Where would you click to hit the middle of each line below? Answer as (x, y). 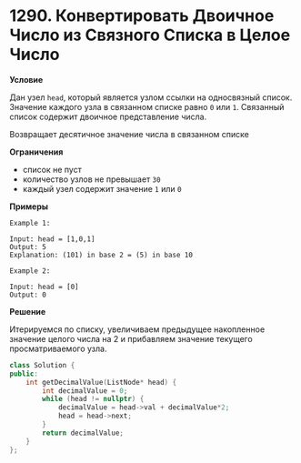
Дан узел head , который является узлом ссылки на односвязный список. (151, 97)
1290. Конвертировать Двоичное (142, 16)
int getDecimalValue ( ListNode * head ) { (101, 382)
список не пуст (52, 169)
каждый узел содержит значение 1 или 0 (102, 188)
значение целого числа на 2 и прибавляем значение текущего (131, 338)
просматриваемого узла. (58, 348)
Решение (28, 311)
